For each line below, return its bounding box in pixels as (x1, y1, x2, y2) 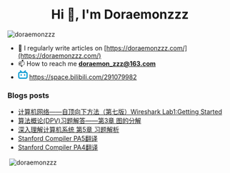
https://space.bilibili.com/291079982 (29, 73, 137, 81)
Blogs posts (7, 90, 50, 100)
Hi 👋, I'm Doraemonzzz (51, 6, 189, 23)
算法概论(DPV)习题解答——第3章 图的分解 (17, 117, 141, 125)
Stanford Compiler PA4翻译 (17, 143, 99, 152)
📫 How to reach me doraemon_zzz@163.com (17, 59, 156, 68)
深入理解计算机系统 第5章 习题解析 (17, 125, 119, 134)
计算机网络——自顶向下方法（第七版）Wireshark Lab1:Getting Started (17, 108, 223, 116)
